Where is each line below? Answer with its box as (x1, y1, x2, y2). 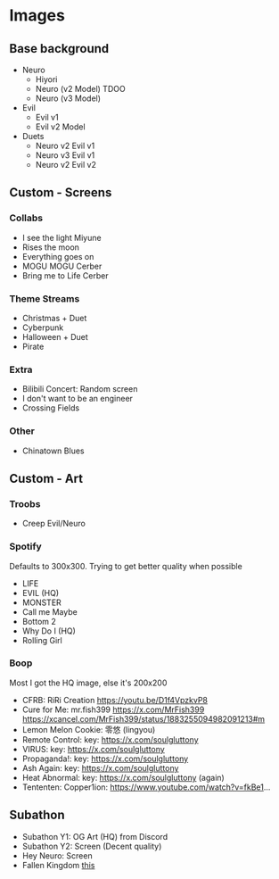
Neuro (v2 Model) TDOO (35, 84, 127, 94)
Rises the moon (21, 242, 80, 253)
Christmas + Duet (21, 312, 87, 323)
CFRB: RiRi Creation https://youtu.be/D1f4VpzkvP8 (21, 694, 208, 705)
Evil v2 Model (35, 121, 86, 132)
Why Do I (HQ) (21, 626, 76, 636)
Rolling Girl (21, 634, 62, 645)
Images (9, 5, 65, 26)
